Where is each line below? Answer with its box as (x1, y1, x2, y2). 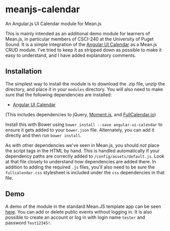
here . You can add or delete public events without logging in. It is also (5, 208, 152, 215)
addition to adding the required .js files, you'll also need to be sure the (5, 164, 155, 170)
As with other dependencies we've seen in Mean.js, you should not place (5, 142, 160, 148)
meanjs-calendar (5, 4, 80, 15)
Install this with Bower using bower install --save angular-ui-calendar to (5, 121, 163, 128)
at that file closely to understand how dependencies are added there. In (5, 158, 156, 164)
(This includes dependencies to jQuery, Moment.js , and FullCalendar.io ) (5, 111, 156, 117)
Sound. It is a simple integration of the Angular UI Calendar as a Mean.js (5, 41, 157, 47)
